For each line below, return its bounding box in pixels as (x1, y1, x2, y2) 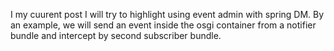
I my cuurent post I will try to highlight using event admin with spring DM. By (10, 9, 325, 20)
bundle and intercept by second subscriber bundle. (10, 30, 222, 41)
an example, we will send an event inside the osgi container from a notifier (10, 19, 317, 31)
